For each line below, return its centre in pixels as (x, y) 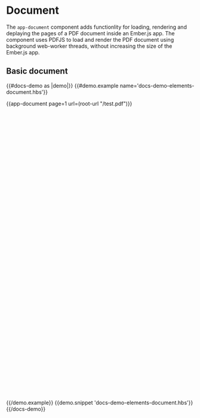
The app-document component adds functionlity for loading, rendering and (96, 27)
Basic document (37, 71)
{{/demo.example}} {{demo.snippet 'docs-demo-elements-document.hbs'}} (100, 402)
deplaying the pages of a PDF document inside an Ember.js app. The (90, 33)
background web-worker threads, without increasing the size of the (89, 46)
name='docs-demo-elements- (157, 86)
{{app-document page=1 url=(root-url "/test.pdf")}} (69, 103)
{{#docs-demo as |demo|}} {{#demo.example (62, 86)
